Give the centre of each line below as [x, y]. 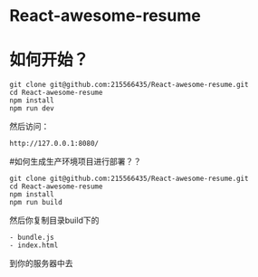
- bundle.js [32, 238]
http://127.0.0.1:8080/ [54, 144]
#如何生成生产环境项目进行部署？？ [76, 162]
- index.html [34, 245]
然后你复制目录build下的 [54, 220]
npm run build [36, 203]
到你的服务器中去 [41, 263]
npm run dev [32, 109]
